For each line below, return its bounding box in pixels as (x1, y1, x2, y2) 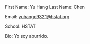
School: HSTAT (5, 23, 36, 29)
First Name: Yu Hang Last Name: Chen (5, 4, 85, 10)
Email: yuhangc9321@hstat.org (5, 14, 70, 19)
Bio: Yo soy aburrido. (5, 33, 49, 39)
